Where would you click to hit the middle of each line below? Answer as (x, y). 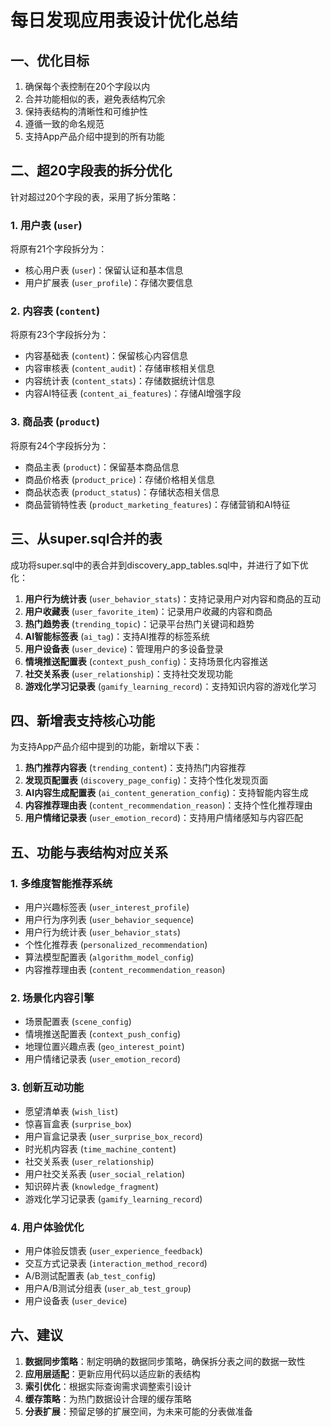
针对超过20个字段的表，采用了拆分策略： (95, 197)
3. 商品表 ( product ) (55, 422)
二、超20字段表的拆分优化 (91, 171)
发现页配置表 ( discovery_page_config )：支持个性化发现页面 (146, 780)
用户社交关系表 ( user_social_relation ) (105, 1173)
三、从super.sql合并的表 (86, 539)
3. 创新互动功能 (47, 1088)
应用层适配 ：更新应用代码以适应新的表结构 (112, 1373)
